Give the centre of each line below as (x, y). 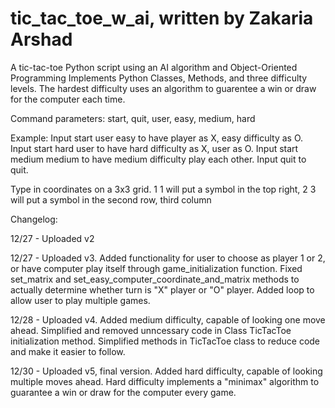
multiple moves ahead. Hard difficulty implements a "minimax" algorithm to (165, 381)
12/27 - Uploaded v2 (52, 238)
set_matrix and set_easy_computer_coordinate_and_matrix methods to (155, 279)
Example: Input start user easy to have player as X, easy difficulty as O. (157, 138)
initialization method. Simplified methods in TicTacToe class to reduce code (165, 341)
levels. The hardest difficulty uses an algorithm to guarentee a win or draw (163, 88)
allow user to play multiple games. (80, 300)
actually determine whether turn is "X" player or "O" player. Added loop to (162, 289)
